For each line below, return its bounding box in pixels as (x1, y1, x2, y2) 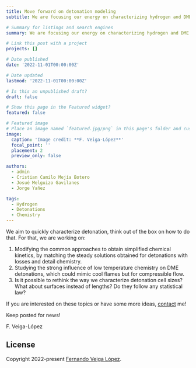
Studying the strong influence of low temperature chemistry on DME (14, 264, 179, 271)
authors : (6, 164, 27, 169)
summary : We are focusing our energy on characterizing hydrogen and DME (6, 30, 190, 36)
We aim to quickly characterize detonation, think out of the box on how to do (6, 228, 190, 235)
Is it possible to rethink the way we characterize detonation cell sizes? (14, 277, 183, 283)
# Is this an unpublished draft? (6, 88, 87, 94)
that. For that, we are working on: (6, 234, 86, 241)
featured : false (6, 110, 45, 116)
